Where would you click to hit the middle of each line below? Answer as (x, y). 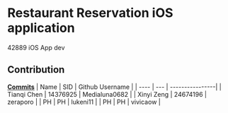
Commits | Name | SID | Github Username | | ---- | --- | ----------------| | (114, 87)
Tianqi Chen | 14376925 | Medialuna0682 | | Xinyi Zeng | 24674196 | (107, 94)
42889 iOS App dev (36, 47)
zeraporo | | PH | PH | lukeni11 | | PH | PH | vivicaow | (84, 102)
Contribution (36, 70)
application (41, 28)
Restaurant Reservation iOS (90, 13)
